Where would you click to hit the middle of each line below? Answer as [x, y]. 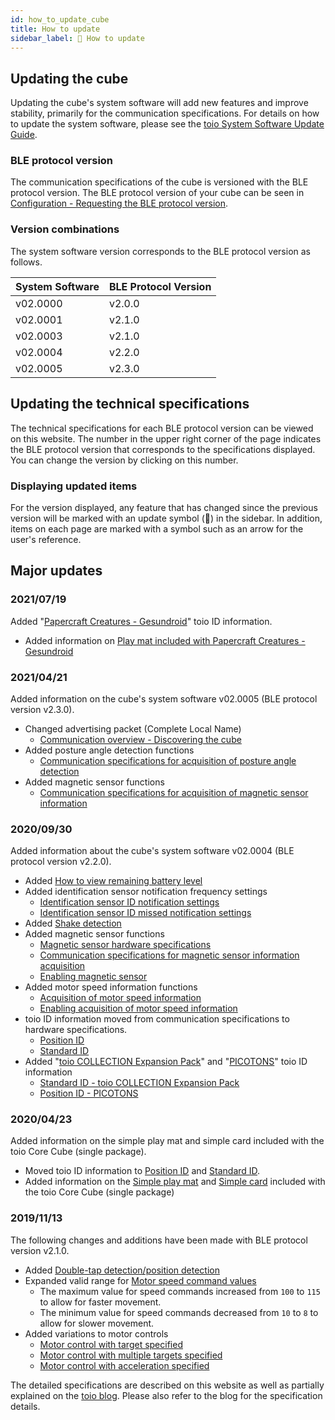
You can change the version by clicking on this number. [124, 460]
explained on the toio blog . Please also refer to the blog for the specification [166, 1395]
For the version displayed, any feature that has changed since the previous [164, 507]
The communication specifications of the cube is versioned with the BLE [159, 182]
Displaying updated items [74, 486]
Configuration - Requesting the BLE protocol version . [119, 203]
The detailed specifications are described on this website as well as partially [167, 1385]
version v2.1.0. [40, 1250]
